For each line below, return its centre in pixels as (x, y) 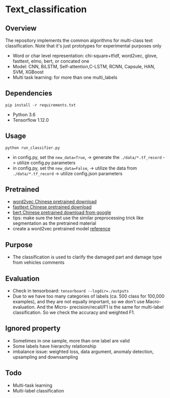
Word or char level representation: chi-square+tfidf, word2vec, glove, (85, 56)
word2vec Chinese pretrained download (55, 202)
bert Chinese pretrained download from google (62, 213)
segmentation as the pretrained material (54, 223)
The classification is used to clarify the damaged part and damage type (87, 257)
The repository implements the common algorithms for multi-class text (79, 40)
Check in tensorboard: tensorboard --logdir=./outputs (71, 291)
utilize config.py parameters (46, 163)
